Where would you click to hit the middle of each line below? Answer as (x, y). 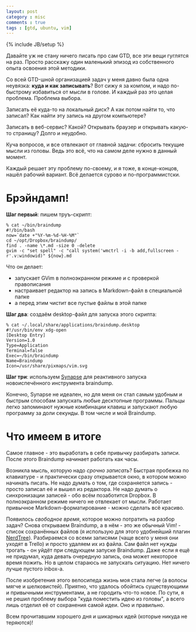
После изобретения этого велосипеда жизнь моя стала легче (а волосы (97, 581)
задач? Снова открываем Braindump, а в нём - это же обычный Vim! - (94, 525)
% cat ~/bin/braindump (34, 225)
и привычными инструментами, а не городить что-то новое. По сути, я (95, 593)
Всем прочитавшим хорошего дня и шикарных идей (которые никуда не (97, 616)
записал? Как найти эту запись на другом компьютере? (76, 116)
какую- (179, 127)
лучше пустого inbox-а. (35, 569)
